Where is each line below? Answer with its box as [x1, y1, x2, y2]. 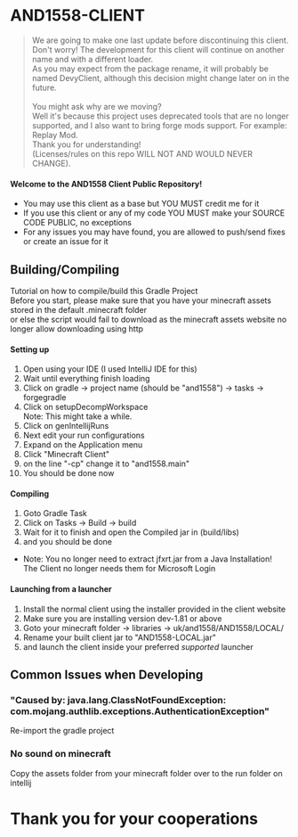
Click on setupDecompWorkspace [22, 402, 149, 413]
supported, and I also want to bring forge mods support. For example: [31, 119, 287, 130]
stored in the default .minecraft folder [10, 304, 148, 315]
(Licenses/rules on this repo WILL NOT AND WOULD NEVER [31, 148, 253, 159]
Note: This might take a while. [22, 411, 133, 422]
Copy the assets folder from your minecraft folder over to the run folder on [10, 767, 283, 778]
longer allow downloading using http [10, 323, 144, 334]
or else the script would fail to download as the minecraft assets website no [10, 314, 287, 324]
